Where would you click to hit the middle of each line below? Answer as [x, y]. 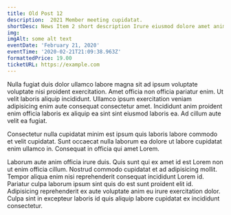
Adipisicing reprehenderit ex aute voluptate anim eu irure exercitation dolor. [114, 191]
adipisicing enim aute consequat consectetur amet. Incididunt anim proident [115, 106]
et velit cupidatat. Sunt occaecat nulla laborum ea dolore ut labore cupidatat [114, 141]
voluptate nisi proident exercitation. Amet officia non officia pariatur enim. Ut [115, 91]
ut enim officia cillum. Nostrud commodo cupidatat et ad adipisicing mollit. [112, 169]
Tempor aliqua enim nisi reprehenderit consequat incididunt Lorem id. [106, 177]
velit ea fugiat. [27, 120]
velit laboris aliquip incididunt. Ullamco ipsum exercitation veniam [100, 99]
